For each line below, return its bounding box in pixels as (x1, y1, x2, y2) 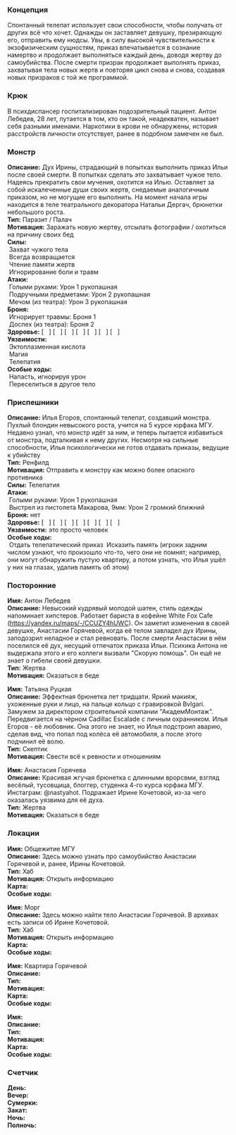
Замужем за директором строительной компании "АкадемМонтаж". (7, 708, 213, 716)
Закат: (7, 1106, 28, 1115)
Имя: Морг (7, 903, 41, 911)
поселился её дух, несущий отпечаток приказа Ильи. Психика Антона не (7, 641, 228, 650)
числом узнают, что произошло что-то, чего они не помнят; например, (7, 548, 222, 557)
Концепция (7, 5, 48, 15)
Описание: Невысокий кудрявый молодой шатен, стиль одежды (7, 604, 203, 613)
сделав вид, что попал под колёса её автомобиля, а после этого (7, 730, 202, 739)
